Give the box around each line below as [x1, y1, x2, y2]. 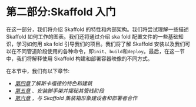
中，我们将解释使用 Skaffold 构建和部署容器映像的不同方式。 [6, 55, 153, 62]
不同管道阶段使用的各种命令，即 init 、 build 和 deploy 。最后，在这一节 [16, 47, 185, 54]
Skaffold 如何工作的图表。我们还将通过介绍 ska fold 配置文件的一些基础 [6, 33, 179, 40]
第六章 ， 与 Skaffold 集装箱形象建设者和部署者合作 [14, 94, 138, 101]
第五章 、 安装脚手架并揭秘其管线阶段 [14, 87, 104, 94]
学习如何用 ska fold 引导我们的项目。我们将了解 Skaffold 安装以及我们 [16, 40, 185, 47]
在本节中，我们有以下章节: [6, 67, 70, 74]
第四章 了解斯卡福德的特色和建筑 [14, 80, 92, 87]
